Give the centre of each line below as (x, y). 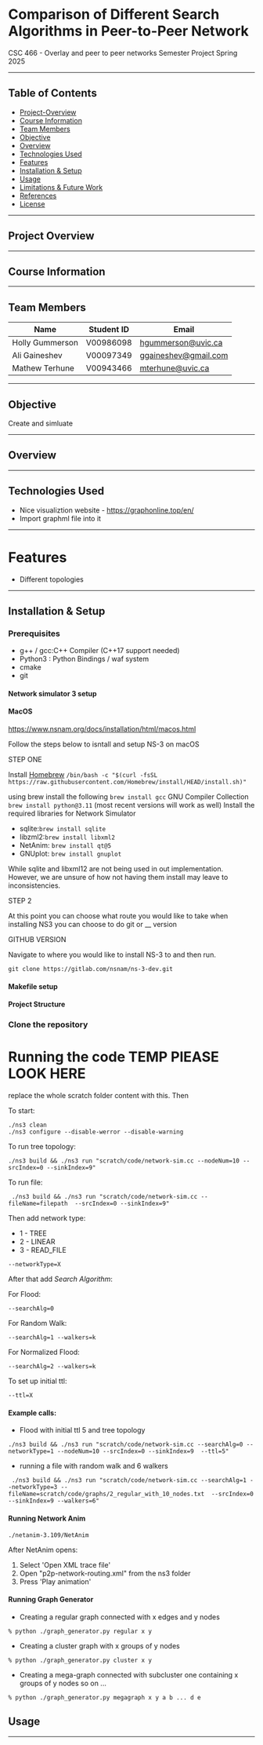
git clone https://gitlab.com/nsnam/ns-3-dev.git (91, 969)
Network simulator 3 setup (52, 693)
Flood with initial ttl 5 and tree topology (82, 1430)
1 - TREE (33, 1233)
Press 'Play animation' (55, 1581)
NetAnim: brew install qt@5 (65, 845)
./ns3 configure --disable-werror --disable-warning (96, 1132)
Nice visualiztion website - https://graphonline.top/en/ (106, 510)
